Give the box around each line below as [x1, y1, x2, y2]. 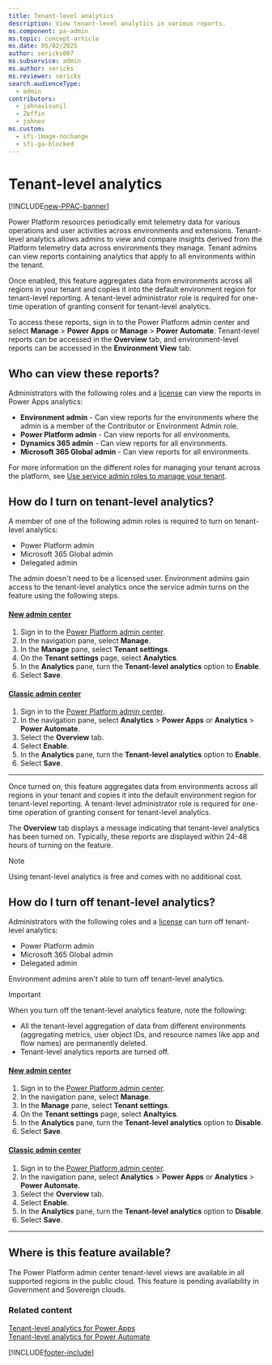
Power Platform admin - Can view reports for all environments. [19, 430, 232, 440]
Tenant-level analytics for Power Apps [8, 1323, 136, 1333]
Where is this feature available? [8, 1246, 172, 1260]
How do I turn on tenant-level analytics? [8, 495, 215, 509]
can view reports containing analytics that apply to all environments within [8, 252, 256, 262]
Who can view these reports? [8, 366, 160, 381]
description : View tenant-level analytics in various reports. [8, 19, 227, 28]
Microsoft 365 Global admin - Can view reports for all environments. [19, 447, 251, 457]
